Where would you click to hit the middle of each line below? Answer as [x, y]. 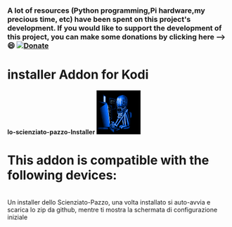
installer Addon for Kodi [78, 75]
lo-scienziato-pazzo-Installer [51, 131]
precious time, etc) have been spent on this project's [99, 19]
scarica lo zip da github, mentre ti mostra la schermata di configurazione [112, 209]
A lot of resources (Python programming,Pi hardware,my [106, 11]
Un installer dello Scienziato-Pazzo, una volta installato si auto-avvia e [109, 202]
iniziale [18, 217]
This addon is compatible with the [108, 161]
